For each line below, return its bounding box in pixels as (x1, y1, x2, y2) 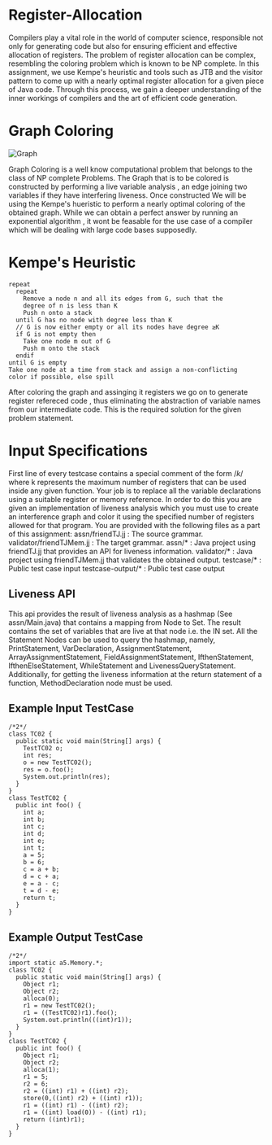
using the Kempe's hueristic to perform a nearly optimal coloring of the (8, 199, 246, 208)
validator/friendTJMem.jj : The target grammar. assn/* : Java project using (8, 537, 256, 547)
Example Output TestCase (8, 930, 144, 944)
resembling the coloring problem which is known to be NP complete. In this (8, 59, 260, 68)
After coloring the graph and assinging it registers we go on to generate (8, 387, 248, 396)
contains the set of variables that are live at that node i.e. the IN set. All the (8, 626, 258, 636)
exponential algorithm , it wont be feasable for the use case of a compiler (8, 216, 253, 225)
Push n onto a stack (23, 308, 93, 317)
